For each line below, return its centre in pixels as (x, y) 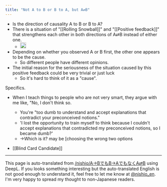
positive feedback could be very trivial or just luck (63, 73)
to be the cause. (29, 57)
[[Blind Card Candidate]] (37, 148)
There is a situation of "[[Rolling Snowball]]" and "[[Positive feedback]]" (86, 29)
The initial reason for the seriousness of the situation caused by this (82, 68)
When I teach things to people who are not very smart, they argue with (85, 98)
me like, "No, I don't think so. (42, 103)
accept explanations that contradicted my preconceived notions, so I (90, 128)
